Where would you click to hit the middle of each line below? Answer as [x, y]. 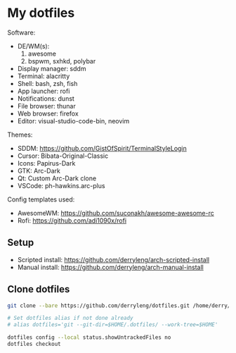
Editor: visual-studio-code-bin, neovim [73, 120]
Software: [21, 32]
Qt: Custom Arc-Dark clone [57, 178]
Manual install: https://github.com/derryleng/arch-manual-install [110, 267]
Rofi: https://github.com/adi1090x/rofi [72, 221]
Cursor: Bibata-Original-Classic [63, 156]
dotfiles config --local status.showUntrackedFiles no [89, 337]
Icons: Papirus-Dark [46, 163]
